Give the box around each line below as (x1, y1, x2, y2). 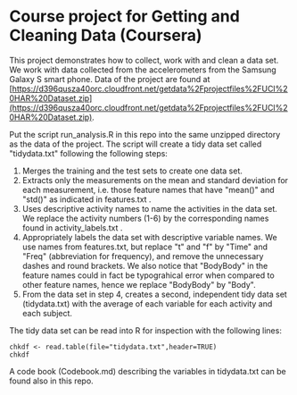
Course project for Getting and (9, 6, 241, 27)
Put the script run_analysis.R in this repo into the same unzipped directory (9, 129, 281, 139)
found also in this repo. (9, 375, 94, 386)
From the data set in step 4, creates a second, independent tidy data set (21, 289, 287, 299)
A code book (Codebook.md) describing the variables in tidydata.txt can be (9, 366, 287, 376)
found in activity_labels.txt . (21, 222, 123, 233)
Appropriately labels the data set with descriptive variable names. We (21, 231, 278, 242)
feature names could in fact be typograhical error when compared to (21, 270, 275, 281)
